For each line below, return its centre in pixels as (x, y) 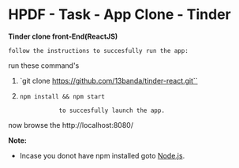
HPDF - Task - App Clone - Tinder (119, 15)
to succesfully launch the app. (112, 110)
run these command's (44, 65)
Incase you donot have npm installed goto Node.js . (102, 155)
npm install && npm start (62, 96)
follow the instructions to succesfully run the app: (99, 50)
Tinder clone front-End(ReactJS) (63, 36)
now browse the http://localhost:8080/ (71, 125)
